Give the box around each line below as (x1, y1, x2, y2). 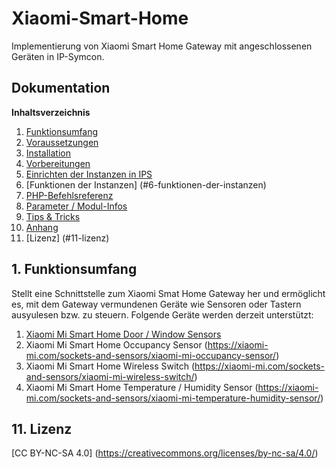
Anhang (25, 221, 59, 233)
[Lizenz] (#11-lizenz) (25, 232, 110, 244)
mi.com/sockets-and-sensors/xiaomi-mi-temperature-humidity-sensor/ (25, 392, 321, 404)
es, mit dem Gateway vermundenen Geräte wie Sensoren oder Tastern (11, 298, 302, 310)
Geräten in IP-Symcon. (11, 50, 105, 62)
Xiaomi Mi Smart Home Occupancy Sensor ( (25, 338, 208, 351)
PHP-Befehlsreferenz (25, 189, 114, 201)
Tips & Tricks (25, 210, 81, 222)
